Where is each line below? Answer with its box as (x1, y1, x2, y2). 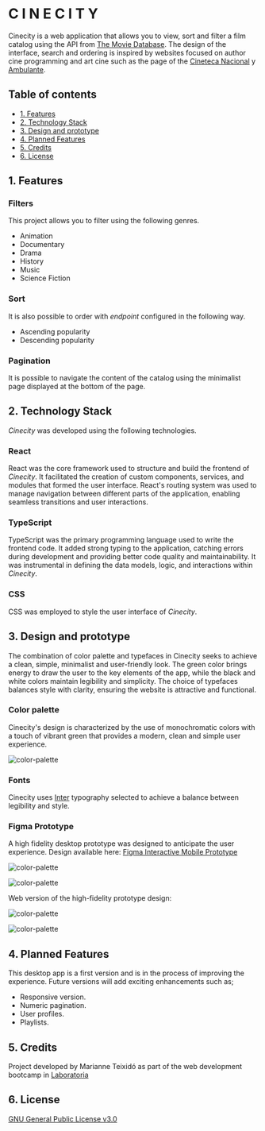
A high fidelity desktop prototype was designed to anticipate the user (8, 839, 235, 848)
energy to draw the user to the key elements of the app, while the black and (8, 668, 256, 677)
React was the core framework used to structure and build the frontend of (8, 464, 250, 473)
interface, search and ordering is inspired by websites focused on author (8, 48, 246, 57)
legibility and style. (8, 801, 70, 811)
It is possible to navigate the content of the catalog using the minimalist (8, 373, 241, 383)
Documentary (19, 240, 65, 249)
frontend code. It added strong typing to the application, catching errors (8, 543, 244, 553)
